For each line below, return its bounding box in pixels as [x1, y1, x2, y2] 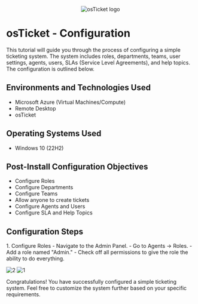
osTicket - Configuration [6, 27, 130, 40]
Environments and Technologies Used [6, 82, 151, 93]
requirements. [6, 291, 41, 298]
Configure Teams [14, 190, 58, 197]
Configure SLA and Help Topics [14, 209, 93, 216]
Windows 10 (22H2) [14, 144, 64, 152]
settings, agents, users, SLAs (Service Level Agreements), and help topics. [6, 59, 190, 66]
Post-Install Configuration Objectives [6, 161, 148, 171]
